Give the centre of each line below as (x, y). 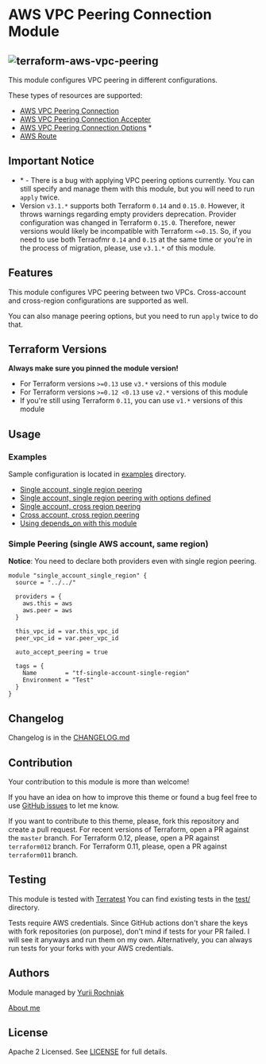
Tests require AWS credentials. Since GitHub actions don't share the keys (128, 922)
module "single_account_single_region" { (78, 576)
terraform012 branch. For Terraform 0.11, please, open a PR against (118, 847)
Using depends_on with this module (78, 523)
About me (24, 1008)
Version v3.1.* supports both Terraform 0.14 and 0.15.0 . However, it (132, 205)
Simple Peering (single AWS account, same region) (108, 544)
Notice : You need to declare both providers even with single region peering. (132, 561)
